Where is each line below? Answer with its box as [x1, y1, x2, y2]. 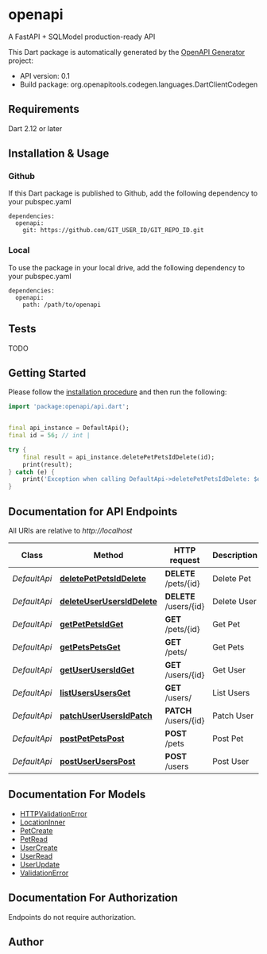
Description [211, 550, 258, 561]
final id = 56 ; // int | [8, 432, 91, 440]
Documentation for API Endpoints [8, 505, 178, 518]
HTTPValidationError [19, 809, 87, 818]
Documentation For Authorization [8, 891, 178, 905]
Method [93, 550, 124, 561]
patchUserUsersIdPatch [59, 710, 153, 721]
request [169, 555, 200, 566]
